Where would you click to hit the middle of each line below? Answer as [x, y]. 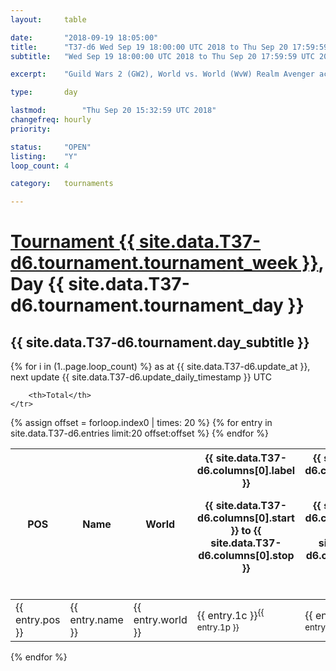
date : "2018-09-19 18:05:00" [84, 37]
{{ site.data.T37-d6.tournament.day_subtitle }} [160, 342]
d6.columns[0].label [246, 471]
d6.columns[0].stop [246, 556]
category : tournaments [62, 184]
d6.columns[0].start [246, 518]
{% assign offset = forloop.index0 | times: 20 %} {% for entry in [141, 423]
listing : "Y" [44, 156]
